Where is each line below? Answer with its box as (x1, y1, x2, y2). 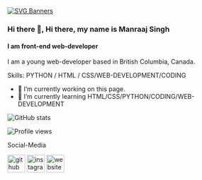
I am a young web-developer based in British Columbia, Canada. (7, 57, 196, 66)
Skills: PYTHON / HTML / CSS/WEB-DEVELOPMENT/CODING (7, 71, 186, 80)
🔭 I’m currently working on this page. (17, 85, 125, 93)
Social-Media (7, 141, 47, 150)
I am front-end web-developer (7, 42, 99, 50)
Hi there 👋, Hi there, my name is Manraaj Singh (7, 24, 170, 34)
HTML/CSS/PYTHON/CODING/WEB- (87, 92, 195, 101)
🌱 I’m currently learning (17, 92, 86, 101)
